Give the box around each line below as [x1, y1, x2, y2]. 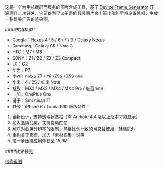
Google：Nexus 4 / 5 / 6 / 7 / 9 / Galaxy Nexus [12, 37, 105, 43]
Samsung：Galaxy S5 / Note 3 [12, 43, 73, 48]
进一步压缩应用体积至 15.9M [12, 138, 68, 144]
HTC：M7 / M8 [12, 49, 42, 55]
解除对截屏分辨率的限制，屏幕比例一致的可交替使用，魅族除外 [12, 126, 136, 132]
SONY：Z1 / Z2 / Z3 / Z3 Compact [12, 55, 81, 61]
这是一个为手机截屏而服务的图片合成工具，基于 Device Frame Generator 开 [5, 4, 154, 10]
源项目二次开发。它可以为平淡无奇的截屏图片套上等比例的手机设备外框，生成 [5, 10, 158, 16]
